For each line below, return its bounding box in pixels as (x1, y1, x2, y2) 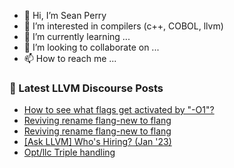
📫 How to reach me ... (23, 53, 117, 64)
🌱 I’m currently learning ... (23, 31, 131, 42)
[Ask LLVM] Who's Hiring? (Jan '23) (23, 136, 172, 148)
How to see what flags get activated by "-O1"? (23, 104, 215, 116)
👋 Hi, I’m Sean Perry (23, 10, 107, 21)
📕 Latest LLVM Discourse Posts (9, 81, 164, 95)
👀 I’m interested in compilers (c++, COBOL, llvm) (23, 20, 224, 32)
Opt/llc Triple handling (23, 146, 116, 159)
